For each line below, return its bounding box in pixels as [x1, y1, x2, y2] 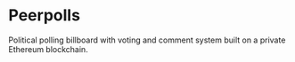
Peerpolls [8, 5, 81, 26]
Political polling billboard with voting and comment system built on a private [8, 35, 286, 45]
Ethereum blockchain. [8, 43, 88, 54]
